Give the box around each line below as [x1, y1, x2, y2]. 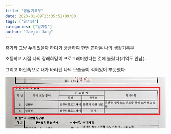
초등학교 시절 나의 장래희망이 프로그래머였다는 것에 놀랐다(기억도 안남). [5, 56, 146, 62]
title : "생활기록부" [5, 8, 44, 13]
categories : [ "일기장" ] [5, 24, 52, 29]
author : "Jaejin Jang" [5, 29, 53, 35]
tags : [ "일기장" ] [5, 19, 39, 24]
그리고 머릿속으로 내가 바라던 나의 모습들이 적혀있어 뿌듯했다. [5, 66, 126, 73]
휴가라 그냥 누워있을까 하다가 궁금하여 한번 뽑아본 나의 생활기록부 [5, 45, 135, 51]
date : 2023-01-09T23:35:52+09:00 [5, 13, 76, 19]
